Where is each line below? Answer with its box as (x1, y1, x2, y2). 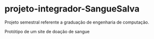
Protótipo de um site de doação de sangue (4, 28, 90, 34)
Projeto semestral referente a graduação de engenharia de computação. (4, 19, 149, 25)
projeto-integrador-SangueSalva (4, 3, 140, 14)
